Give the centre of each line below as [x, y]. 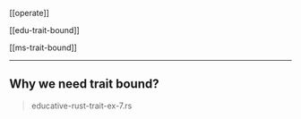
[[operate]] [29, 13]
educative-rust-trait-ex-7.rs [82, 106]
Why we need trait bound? [84, 84]
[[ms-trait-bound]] [43, 47]
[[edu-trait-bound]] [45, 30]
